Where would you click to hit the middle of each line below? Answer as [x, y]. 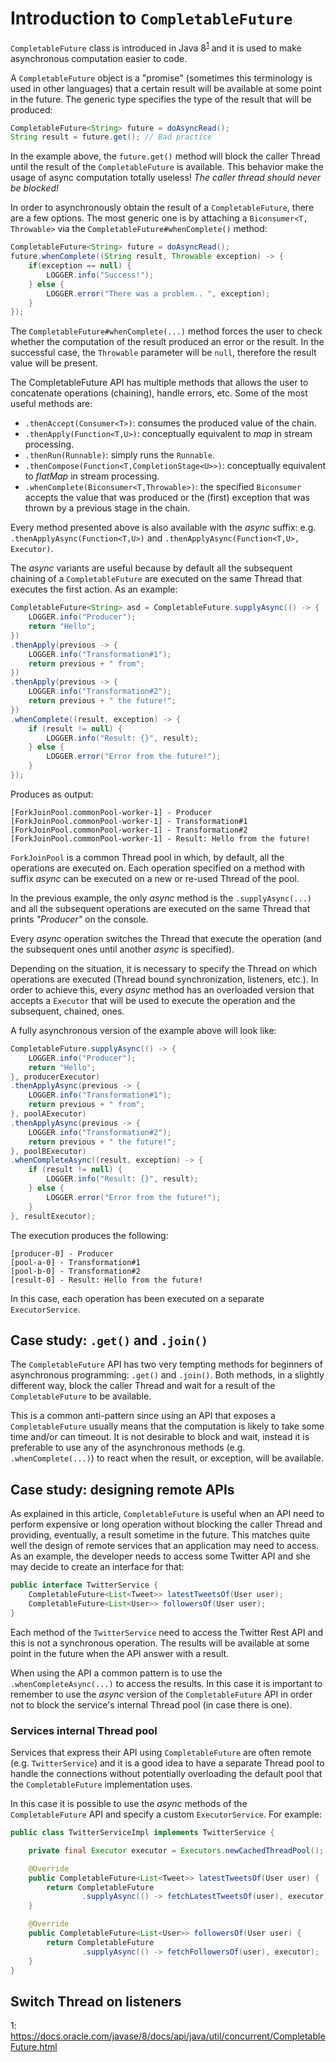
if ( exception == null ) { [80, 266]
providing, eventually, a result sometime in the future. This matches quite [160, 1535]
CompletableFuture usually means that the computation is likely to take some [167, 1426]
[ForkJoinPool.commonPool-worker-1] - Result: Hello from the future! [160, 838]
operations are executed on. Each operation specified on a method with [157, 868]
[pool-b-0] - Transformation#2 [75, 1271]
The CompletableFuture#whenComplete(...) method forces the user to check [166, 331]
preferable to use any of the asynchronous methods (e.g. [128, 1448]
